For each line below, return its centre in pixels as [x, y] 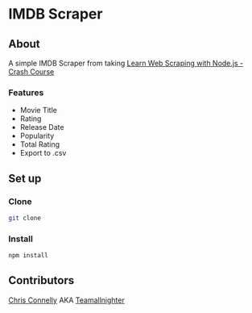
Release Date [42, 127]
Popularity [37, 136]
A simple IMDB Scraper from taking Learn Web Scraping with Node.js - [126, 63]
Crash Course [31, 72]
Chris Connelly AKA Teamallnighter [66, 300]
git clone [25, 218]
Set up [25, 178]
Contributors [41, 280]
